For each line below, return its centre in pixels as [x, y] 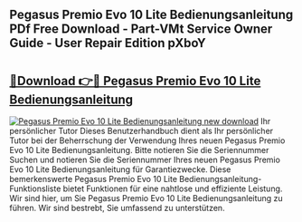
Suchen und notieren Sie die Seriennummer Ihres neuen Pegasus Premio [145, 159]
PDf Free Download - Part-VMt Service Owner [141, 29]
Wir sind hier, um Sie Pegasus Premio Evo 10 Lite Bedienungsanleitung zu [146, 198]
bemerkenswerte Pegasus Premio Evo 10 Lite [94, 179]
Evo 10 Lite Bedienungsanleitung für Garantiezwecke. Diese [120, 169]
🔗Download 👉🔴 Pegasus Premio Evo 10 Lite [135, 81]
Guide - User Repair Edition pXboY [108, 43]
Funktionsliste [35, 188]
